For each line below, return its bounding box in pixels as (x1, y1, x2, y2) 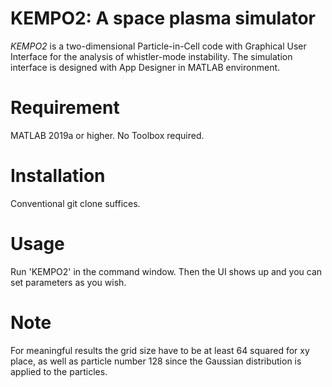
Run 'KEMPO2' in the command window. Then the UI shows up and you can (10, 265, 323, 277)
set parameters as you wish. (10, 276, 127, 288)
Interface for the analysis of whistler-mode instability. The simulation (10, 50, 293, 62)
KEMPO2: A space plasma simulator (10, 7, 317, 30)
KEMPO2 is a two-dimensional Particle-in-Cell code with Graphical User (10, 40, 307, 52)
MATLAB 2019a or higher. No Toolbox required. (10, 129, 205, 141)
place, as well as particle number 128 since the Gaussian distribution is (10, 355, 302, 367)
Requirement (10, 97, 120, 119)
